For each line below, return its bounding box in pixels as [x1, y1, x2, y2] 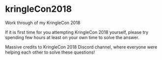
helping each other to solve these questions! [5, 49, 95, 55]
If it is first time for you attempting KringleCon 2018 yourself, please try [5, 29, 149, 35]
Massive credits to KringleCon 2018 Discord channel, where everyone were [5, 44, 158, 50]
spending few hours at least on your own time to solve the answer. [5, 34, 139, 40]
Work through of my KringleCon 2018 [5, 20, 81, 26]
